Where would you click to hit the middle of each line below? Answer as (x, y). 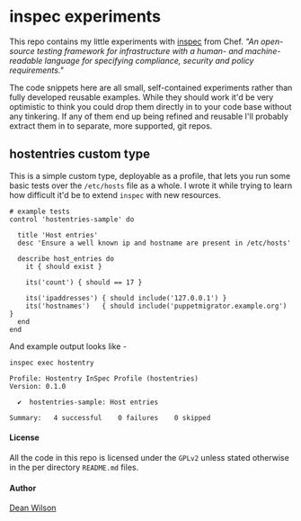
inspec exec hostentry (52, 363)
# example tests (40, 211)
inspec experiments (85, 17)
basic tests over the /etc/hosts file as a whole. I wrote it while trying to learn (151, 185)
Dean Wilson (33, 508)
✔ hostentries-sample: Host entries (88, 402)
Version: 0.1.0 (38, 386)
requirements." (37, 70)
